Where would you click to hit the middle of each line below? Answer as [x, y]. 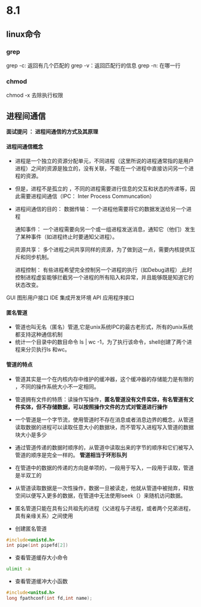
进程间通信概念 [25, 146]
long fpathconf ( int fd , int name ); [49, 599]
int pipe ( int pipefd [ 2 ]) [37, 545]
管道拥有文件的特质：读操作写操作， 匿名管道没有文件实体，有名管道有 [102, 399]
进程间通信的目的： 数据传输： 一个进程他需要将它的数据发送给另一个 [100, 209]
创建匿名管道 [31, 528]
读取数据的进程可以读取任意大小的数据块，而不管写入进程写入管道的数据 [104, 427]
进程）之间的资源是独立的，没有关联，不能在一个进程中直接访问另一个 [102, 168]
